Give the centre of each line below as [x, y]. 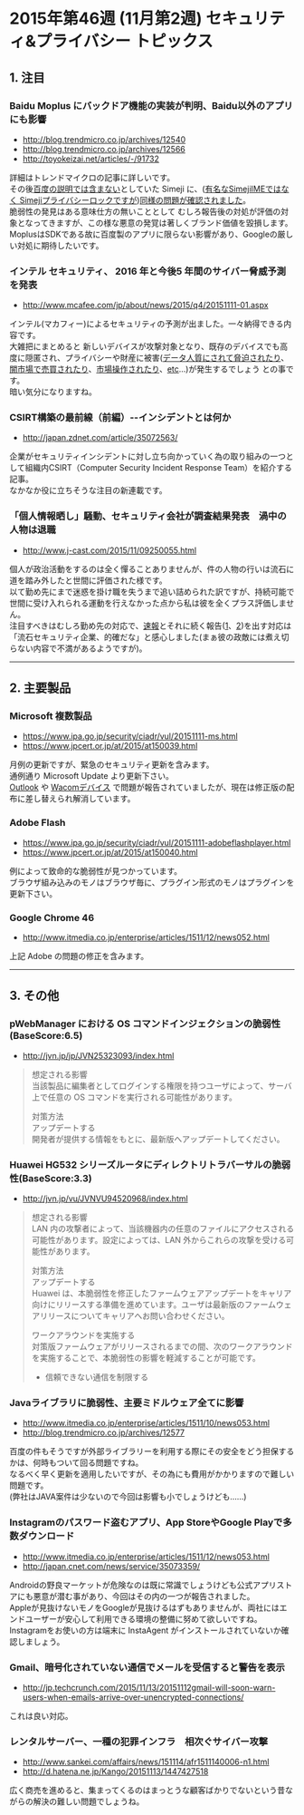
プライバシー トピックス [125, 41]
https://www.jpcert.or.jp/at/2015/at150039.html [110, 746]
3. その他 [34, 996]
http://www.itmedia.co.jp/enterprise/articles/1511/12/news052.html [146, 937]
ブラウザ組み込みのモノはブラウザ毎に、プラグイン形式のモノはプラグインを [152, 882]
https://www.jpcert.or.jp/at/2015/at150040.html [110, 852]
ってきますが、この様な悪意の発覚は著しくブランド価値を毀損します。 [163, 222]
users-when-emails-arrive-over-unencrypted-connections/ [133, 1697]
